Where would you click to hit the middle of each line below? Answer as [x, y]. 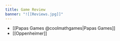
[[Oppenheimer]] [30, 33]
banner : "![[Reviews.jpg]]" [34, 14]
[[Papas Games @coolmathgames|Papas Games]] [64, 28]
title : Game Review [25, 10]
